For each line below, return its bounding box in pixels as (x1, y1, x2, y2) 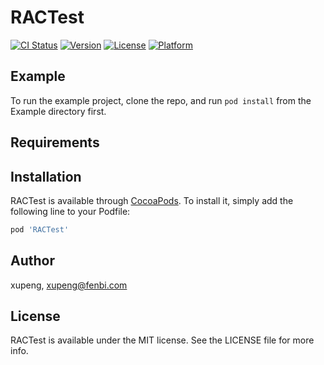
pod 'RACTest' (10, 224, 70, 235)
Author (10, 252, 55, 270)
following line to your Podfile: (10, 205, 131, 217)
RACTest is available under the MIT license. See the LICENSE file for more (10, 334, 315, 346)
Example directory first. (10, 105, 107, 117)
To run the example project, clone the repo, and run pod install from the (10, 94, 312, 106)
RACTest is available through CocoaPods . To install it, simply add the (10, 194, 294, 206)
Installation (10, 168, 82, 185)
